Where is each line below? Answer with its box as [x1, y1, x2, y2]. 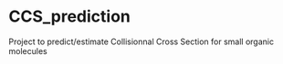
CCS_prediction [8, 6, 131, 27]
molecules [8, 45, 47, 56]
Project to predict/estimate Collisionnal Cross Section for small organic [8, 36, 275, 47]
